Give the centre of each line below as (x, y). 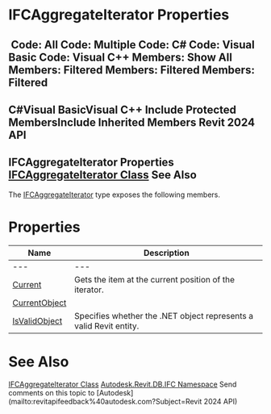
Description (167, 253)
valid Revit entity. (106, 326)
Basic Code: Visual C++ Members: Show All (120, 57)
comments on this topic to (52, 392)
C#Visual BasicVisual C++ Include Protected (122, 109)
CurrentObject (40, 303)
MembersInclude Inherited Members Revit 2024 (132, 122)
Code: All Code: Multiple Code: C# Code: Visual (133, 45)
